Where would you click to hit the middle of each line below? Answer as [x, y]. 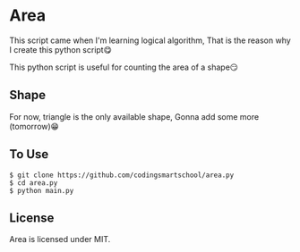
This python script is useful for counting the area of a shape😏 [124, 67]
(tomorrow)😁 [34, 126]
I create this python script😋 [60, 49]
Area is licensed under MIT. [60, 239]
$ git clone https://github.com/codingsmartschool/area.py [122, 175]
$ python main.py [42, 190]
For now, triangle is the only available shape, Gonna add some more [134, 116]
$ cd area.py [34, 183]
